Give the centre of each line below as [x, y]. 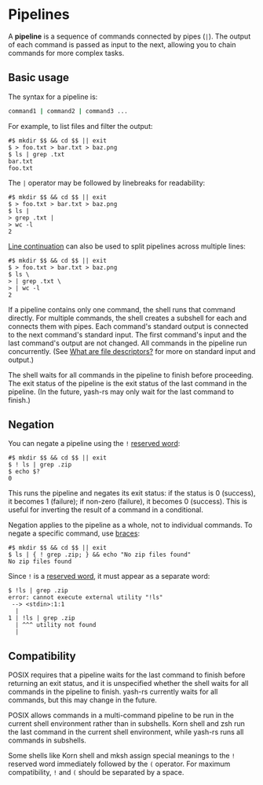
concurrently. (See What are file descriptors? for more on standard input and [132, 351]
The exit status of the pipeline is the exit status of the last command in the [128, 383]
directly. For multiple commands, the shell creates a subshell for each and [128, 318]
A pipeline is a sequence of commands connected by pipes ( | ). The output [130, 36]
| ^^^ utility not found [56, 625]
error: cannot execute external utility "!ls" [86, 598]
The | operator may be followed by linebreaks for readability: [107, 182]
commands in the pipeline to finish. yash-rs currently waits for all [113, 692]
